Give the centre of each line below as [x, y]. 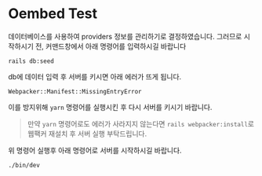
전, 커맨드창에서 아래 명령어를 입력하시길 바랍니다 [111, 46]
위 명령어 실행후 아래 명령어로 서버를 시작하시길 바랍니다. [95, 150]
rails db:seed [31, 61]
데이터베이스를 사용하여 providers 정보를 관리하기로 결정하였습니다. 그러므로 [125, 36]
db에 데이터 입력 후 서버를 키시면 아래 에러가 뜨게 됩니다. [95, 76]
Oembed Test [53, 14]
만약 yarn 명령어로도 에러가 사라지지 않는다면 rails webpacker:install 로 [141, 123]
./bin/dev [24, 165]
